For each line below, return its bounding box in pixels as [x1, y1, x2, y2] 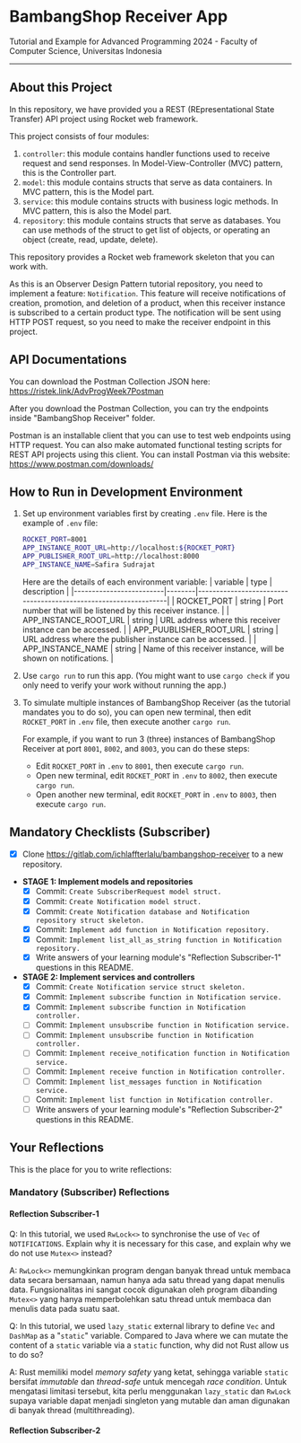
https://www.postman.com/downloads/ [9, 458, 154, 469]
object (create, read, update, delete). [21, 233, 159, 244]
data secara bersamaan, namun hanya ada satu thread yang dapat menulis [9, 1274, 285, 1285]
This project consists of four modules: [9, 130, 150, 141]
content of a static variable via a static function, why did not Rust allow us [9, 1340, 289, 1351]
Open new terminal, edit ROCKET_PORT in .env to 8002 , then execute [35, 770, 278, 780]
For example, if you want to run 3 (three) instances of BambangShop [21, 734, 276, 744]
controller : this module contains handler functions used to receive [21, 148, 271, 159]
